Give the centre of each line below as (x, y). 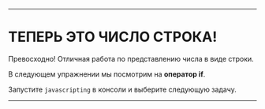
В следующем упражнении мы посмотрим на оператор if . (107, 74)
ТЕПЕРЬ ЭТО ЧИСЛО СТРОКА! (113, 37)
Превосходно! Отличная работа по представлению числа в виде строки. (131, 58)
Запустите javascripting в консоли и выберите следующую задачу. (122, 89)
